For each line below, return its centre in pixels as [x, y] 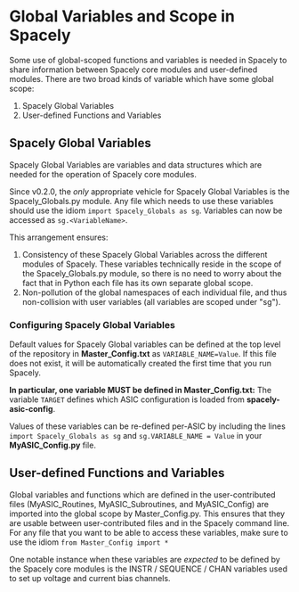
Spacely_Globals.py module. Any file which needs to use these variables [141, 201]
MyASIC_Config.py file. [53, 445]
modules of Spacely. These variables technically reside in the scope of [152, 264]
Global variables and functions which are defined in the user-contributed [142, 494]
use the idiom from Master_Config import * [89, 542]
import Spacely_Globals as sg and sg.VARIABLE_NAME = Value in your [136, 436]
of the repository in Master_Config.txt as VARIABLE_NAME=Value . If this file [143, 354]
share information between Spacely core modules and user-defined [133, 70]
